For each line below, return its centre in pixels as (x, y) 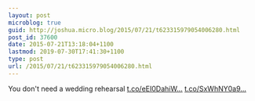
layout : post (29, 15)
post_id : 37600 (33, 37)
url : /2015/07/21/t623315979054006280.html (80, 67)
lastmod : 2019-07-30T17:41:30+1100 (66, 52)
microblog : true (35, 23)
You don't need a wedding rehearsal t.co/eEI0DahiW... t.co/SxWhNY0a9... (127, 88)
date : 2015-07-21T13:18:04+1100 (61, 45)
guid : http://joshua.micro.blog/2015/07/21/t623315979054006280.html (124, 30)
